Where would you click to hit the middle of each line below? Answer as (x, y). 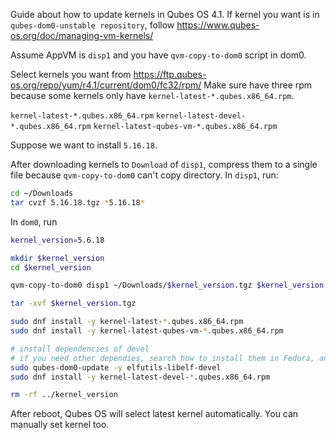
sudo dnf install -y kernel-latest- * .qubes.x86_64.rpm (127, 322)
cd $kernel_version (51, 267)
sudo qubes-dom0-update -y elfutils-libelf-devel (116, 367)
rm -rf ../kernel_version (64, 395)
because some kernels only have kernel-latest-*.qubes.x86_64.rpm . (152, 95)
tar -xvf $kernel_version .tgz (73, 304)
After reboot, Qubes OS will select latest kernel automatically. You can (154, 414)
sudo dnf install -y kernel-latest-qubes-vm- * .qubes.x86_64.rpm (147, 331)
